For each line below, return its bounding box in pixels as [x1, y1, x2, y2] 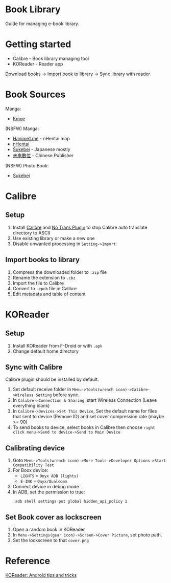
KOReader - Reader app [12, 60, 63, 67]
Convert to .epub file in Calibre [12, 285, 77, 291]
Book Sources [5, 89, 66, 100]
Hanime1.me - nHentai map [12, 135, 70, 141]
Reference [5, 555, 50, 567]
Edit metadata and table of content [12, 291, 86, 297]
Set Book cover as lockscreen [5, 513, 102, 522]
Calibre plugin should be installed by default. [5, 376, 100, 382]
